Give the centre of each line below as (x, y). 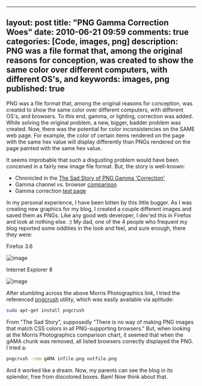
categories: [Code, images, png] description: (92, 42)
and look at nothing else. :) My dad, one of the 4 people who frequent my (97, 221)
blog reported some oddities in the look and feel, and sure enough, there (96, 228)
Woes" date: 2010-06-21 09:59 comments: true (98, 32)
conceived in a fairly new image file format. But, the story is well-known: (96, 166)
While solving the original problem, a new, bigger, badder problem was (94, 122)
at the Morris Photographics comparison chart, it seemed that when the (95, 335)
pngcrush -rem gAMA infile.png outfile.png (62, 359)
